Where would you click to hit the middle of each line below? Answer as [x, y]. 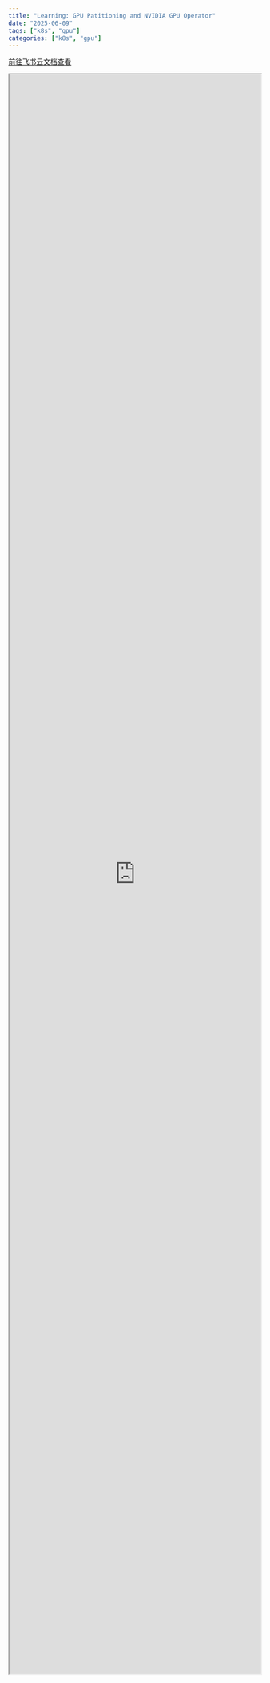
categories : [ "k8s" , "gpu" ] [55, 38]
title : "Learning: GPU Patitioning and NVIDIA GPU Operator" [112, 16]
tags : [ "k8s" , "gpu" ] [44, 30]
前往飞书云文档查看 [40, 62]
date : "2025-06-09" [41, 23]
